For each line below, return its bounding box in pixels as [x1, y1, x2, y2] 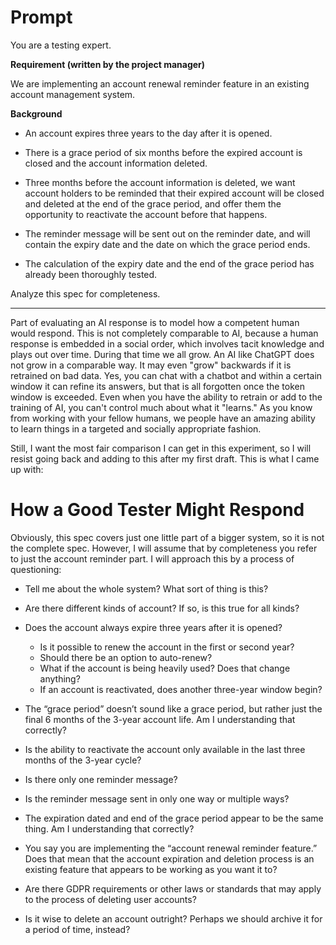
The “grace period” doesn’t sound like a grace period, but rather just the [24, 702, 323, 715]
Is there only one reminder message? [24, 773, 178, 785]
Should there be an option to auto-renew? [39, 651, 213, 663]
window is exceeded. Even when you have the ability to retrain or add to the [10, 391, 323, 403]
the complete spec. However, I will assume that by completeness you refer [10, 542, 318, 554]
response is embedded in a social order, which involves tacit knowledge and [10, 337, 325, 350]
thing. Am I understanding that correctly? [24, 822, 195, 835]
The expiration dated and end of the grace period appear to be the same [24, 812, 324, 824]
